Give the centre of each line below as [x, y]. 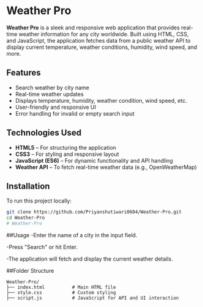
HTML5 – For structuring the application [65, 147]
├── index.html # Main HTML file [61, 287]
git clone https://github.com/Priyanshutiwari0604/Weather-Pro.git [94, 212]
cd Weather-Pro [26, 218]
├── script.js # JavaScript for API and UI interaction [93, 298]
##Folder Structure [30, 271]
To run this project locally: [39, 201]
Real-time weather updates [49, 94]
